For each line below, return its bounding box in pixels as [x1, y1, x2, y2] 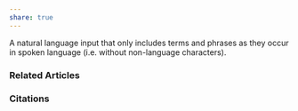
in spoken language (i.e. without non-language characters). [9, 46, 227, 58]
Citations [9, 92, 50, 105]
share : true [9, 12, 53, 22]
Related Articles [9, 68, 80, 81]
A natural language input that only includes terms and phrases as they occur [9, 37, 289, 48]
